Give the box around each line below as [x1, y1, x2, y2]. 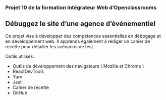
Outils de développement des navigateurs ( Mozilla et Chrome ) [12, 63, 144, 69]
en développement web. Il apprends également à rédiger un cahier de [5, 38, 150, 44]
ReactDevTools [12, 68, 44, 74]
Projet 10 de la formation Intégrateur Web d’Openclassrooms [5, 4, 157, 11]
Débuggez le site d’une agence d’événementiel [5, 20, 155, 28]
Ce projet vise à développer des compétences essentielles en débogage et [5, 33, 161, 39]
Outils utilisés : [5, 53, 36, 59]
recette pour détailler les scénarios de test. [5, 43, 95, 49]
